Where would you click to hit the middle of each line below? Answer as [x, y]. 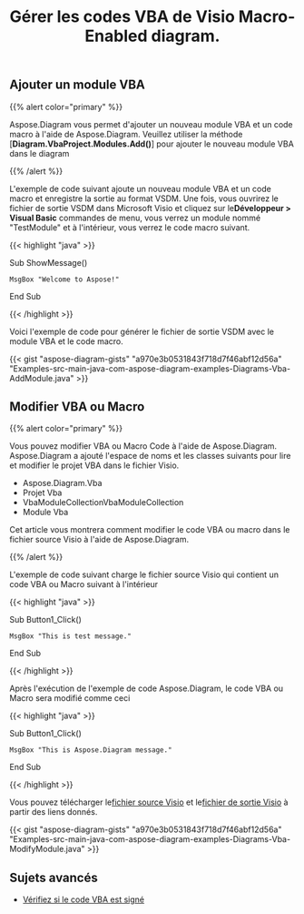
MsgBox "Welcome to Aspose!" [64, 279]
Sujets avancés [54, 877]
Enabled [116, 36]
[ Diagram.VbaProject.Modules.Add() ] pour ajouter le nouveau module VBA [152, 144]
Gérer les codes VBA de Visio [123, 17]
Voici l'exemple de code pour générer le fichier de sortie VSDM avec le [142, 331]
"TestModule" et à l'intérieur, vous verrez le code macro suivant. [130, 227]
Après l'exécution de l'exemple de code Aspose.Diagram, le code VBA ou [147, 688]
